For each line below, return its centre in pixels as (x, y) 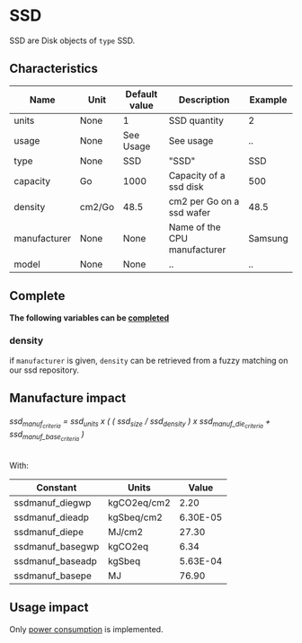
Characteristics (54, 69)
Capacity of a (197, 175)
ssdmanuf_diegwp (53, 502)
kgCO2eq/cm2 (139, 502)
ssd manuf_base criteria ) (47, 436)
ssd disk (186, 187)
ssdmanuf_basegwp (57, 546)
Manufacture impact (68, 398)
